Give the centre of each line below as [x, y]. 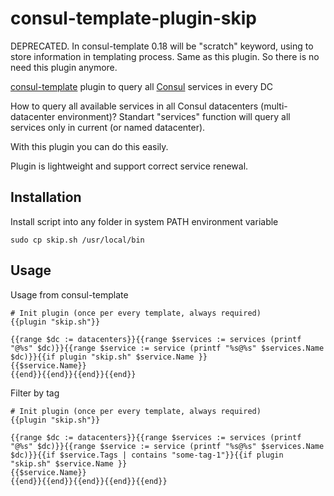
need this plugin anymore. [64, 67]
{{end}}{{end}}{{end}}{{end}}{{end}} [89, 481]
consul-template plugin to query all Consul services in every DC [142, 86]
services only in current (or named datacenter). [108, 127]
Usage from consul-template [69, 294]
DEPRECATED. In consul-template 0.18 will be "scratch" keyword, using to [162, 46]
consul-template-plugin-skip [133, 18]
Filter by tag [35, 393]
